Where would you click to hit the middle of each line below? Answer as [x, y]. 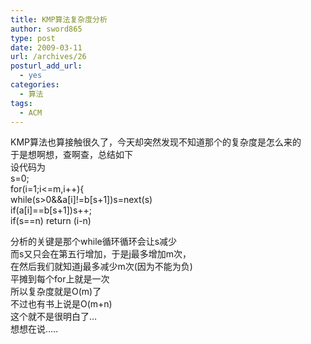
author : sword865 [46, 29]
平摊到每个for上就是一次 [60, 279]
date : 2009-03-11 [46, 47]
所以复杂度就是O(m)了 [56, 292]
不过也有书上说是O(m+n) [61, 304]
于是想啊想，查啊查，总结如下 [71, 155]
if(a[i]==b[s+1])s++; [51, 210]
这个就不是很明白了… [54, 317]
